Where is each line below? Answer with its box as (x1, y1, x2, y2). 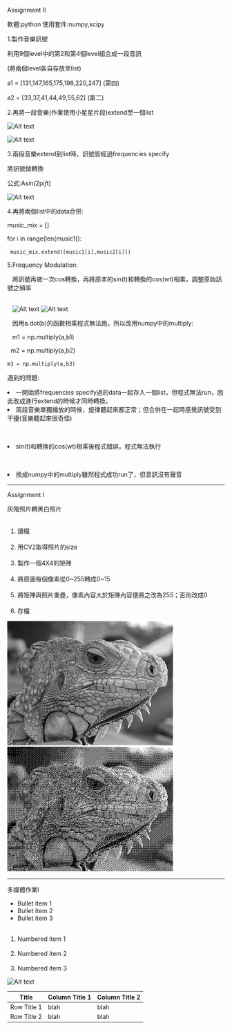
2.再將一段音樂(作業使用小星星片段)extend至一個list (7, 109, 154, 116)
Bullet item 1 (17, 899, 52, 908)
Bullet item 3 (17, 914, 53, 922)
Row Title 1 (10, 1002, 43, 1011)
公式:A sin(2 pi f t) (7, 179, 52, 187)
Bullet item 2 (17, 907, 53, 915)
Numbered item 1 (17, 935, 66, 943)
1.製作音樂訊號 (7, 35, 48, 43)
